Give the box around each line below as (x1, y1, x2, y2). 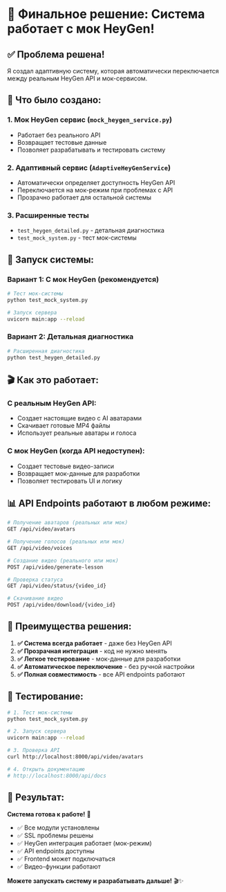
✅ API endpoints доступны (17, 846, 95, 855)
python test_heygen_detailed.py (7, 354, 100, 361)
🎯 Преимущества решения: (7, 621, 132, 632)
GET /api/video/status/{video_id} (7, 582, 107, 589)
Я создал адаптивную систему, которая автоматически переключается (7, 67, 219, 75)
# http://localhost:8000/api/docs (7, 772, 107, 779)
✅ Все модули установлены (17, 823, 100, 832)
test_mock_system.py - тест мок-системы (17, 233, 137, 242)
